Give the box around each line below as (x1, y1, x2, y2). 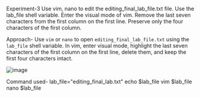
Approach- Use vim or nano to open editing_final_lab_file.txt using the (6, 36, 190, 43)
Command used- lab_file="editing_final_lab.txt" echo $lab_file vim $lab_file (6, 78, 192, 85)
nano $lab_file (6, 84, 42, 92)
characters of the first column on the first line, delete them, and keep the (6, 48, 187, 56)
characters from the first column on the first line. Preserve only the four (6, 18, 184, 25)
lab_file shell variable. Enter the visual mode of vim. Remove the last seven (6, 11, 191, 19)
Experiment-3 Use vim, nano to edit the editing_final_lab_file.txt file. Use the (6, 5, 195, 12)
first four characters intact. (6, 55, 73, 62)
